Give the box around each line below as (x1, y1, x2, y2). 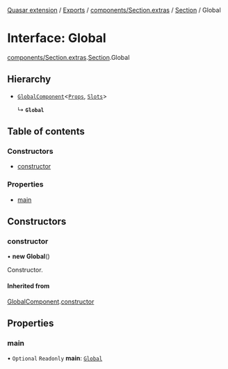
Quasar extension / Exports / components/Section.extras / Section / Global (7, 6, 221, 14)
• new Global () (7, 252, 50, 260)
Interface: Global (7, 31, 106, 46)
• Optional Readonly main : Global (7, 354, 103, 363)
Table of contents (7, 125, 85, 138)
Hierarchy (7, 73, 51, 86)
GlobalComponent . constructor (7, 297, 95, 306)
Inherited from (7, 282, 50, 290)
